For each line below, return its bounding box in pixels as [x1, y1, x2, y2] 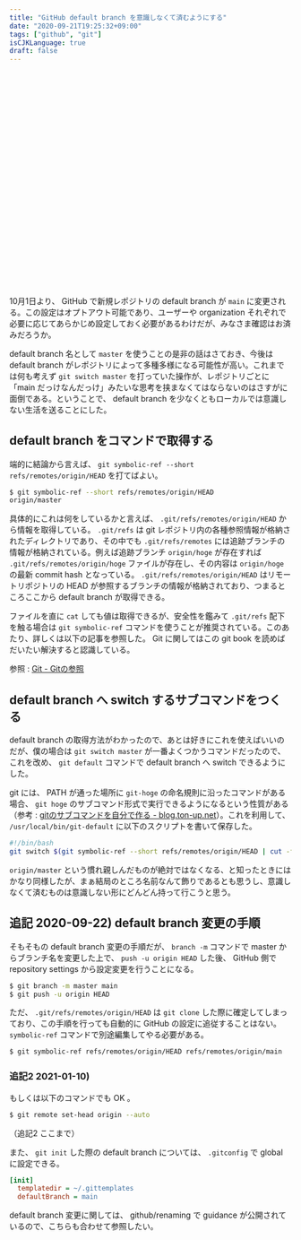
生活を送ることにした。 [24, 404, 112, 415]
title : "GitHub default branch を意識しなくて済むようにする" [9, 13, 228, 22]
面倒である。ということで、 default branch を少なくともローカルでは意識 [9, 393, 279, 403]
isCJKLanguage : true [9, 38, 87, 48]
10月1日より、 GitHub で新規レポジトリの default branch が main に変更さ [9, 295, 279, 306]
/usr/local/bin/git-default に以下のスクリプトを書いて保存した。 [9, 821, 257, 832]
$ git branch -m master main [9, 981, 118, 991]
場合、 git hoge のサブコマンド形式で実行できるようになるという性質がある [9, 799, 289, 810]
